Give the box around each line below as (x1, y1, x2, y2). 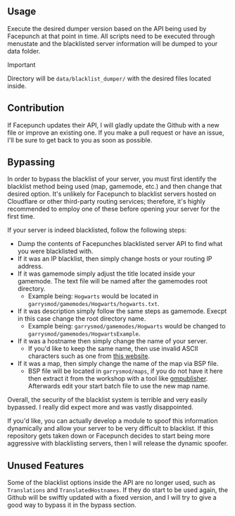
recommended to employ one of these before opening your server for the (7, 204, 220, 214)
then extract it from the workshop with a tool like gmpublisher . (27, 374, 208, 383)
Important (7, 60, 36, 69)
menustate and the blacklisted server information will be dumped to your (7, 39, 218, 48)
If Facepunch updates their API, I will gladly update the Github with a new (7, 121, 220, 129)
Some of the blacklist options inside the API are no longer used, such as (7, 479, 216, 487)
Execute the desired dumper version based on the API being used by (7, 24, 207, 32)
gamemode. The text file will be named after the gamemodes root (17, 277, 208, 285)
